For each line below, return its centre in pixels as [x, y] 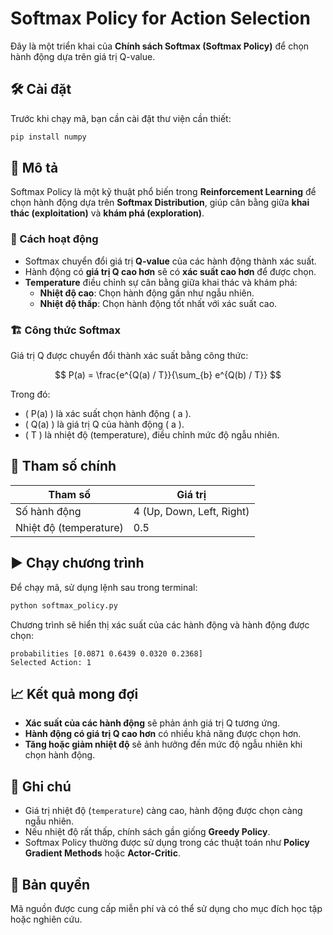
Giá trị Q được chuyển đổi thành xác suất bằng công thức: [129, 356]
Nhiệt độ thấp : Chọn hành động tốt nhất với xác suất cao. [158, 303]
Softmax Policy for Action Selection [160, 18]
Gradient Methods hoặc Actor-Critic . [102, 853]
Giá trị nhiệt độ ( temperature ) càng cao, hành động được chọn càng [163, 811]
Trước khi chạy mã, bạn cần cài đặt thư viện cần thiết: [121, 118]
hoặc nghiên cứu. [46, 919]
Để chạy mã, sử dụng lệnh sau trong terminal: [104, 587]
